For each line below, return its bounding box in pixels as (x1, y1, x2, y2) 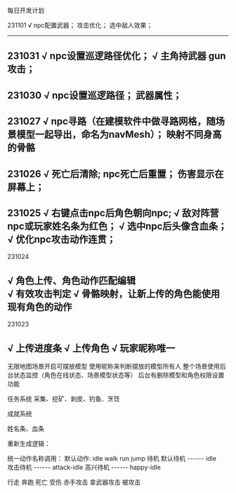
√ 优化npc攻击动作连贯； (7, 233, 116, 245)
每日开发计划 (7, 6, 44, 14)
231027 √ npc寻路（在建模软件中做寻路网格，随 (7, 115, 216, 128)
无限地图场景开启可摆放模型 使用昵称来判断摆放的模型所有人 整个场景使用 (7, 362, 220, 370)
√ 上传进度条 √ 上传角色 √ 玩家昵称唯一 (7, 342, 176, 354)
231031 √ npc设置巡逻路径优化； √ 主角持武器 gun (7, 50, 226, 62)
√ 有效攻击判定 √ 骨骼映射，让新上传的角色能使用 (7, 287, 221, 300)
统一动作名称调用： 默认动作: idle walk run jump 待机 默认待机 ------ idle (7, 454, 216, 462)
